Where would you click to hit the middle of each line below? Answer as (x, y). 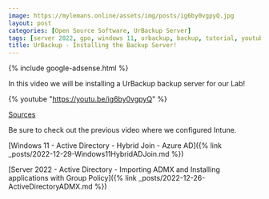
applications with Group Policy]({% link (73, 178)
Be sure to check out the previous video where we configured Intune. (122, 130)
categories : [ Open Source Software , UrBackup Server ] (100, 30)
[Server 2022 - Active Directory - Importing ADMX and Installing (114, 169)
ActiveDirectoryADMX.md (51, 187)
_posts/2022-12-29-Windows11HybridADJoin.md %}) (96, 154)
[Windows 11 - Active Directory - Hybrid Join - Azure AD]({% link (115, 145)
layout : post (30, 23)
